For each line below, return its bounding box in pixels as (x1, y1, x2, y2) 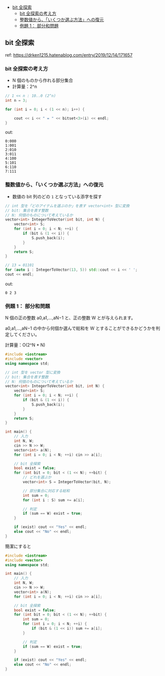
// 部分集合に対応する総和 (23, 488, 70, 493)
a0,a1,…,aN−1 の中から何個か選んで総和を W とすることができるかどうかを (5, 325, 156, 332)
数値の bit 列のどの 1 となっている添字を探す (12, 193, 102, 199)
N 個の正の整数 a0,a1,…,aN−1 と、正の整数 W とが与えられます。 (5, 315, 135, 321)
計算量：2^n (12, 83, 37, 90)
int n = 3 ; (5, 98, 28, 103)
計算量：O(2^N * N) (5, 342, 46, 348)
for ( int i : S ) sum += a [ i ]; (23, 497, 85, 502)
